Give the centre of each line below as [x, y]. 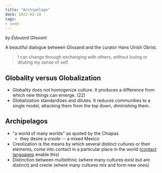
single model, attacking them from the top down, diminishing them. [81, 106]
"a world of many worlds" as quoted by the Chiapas [65, 133]
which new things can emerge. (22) [49, 95]
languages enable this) [36, 154]
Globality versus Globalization [53, 78]
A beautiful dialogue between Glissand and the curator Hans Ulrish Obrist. [81, 47]
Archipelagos [27, 122]
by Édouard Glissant [26, 38]
